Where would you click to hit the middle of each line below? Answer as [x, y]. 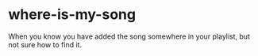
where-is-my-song [72, 15]
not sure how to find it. [45, 44]
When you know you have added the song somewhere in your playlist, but [129, 36]
